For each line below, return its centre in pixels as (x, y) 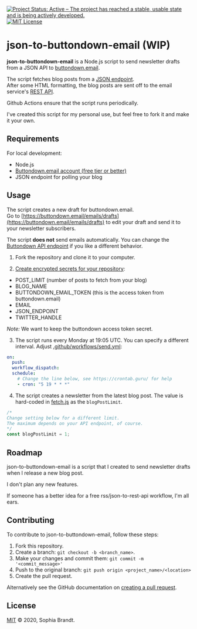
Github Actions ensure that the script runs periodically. (72, 103)
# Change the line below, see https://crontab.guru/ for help (95, 379)
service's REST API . (30, 92)
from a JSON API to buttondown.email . (53, 67)
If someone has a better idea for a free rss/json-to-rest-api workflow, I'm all (98, 496)
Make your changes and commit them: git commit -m (79, 558)
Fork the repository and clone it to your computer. (75, 257)
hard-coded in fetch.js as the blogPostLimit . (69, 401)
